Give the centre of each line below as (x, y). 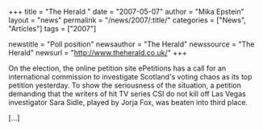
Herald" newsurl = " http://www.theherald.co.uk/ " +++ (98, 53)
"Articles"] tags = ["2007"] (52, 28)
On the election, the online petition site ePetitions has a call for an (117, 68)
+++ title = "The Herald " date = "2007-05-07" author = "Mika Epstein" (126, 12)
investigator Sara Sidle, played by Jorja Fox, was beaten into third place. (128, 102)
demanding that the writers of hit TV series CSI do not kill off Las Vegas (127, 94)
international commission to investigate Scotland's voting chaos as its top (130, 77)
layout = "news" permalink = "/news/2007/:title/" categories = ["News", (127, 20)
